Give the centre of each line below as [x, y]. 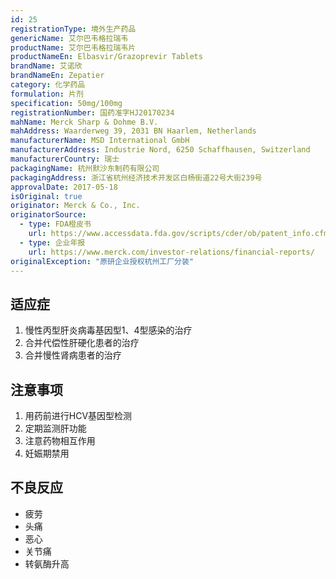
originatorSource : [48, 215]
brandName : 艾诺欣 [46, 66]
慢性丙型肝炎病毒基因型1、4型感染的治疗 [108, 330]
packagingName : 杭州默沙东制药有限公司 [85, 168]
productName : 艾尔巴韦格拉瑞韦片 [73, 47]
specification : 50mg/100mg [66, 103]
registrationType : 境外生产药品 [73, 29]
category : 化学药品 [48, 85]
